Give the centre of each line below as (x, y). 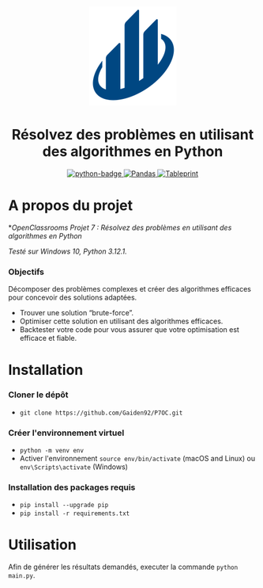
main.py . (22, 575)
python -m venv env (52, 450)
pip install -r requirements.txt (75, 514)
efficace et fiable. (48, 338)
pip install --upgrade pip (64, 506)
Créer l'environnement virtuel (66, 433)
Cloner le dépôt (38, 395)
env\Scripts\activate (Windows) (74, 467)
